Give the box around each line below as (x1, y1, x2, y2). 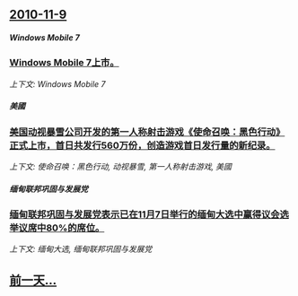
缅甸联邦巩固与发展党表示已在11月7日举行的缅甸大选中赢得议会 (9, 208, 280, 221)
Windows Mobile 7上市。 (9, 57, 119, 69)
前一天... (9, 273, 57, 288)
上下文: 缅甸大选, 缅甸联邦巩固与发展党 (9, 244, 153, 255)
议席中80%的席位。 (18, 222, 105, 234)
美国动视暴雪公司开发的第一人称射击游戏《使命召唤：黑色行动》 (9, 126, 285, 138)
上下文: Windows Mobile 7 (9, 78, 106, 89)
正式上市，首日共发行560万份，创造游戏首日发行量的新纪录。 (9, 139, 276, 152)
